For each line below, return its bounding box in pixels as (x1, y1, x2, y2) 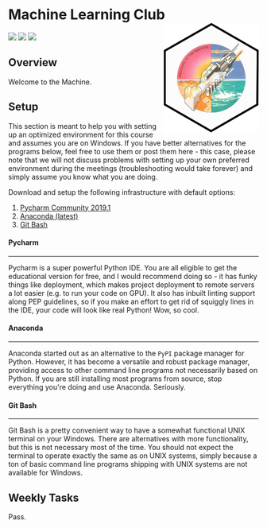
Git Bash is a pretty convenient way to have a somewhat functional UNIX (8, 425, 246, 435)
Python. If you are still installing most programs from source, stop (8, 374, 222, 383)
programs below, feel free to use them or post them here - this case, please (8, 146, 256, 156)
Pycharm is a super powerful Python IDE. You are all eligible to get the (8, 262, 238, 272)
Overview (8, 56, 58, 69)
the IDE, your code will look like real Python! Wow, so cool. (8, 305, 199, 315)
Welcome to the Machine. (8, 77, 92, 87)
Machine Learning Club (8, 6, 165, 24)
